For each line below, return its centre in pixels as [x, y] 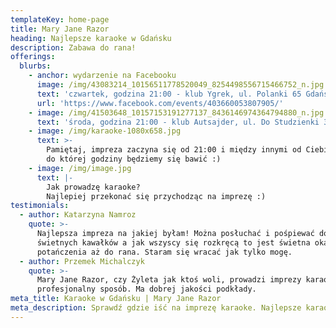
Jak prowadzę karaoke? [93, 187]
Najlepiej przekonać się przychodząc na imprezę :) [156, 196]
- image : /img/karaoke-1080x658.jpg [105, 131]
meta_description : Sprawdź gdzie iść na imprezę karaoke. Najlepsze [156, 308]
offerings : [33, 57]
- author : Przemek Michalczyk [82, 261]
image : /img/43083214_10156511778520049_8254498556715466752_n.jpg [180, 85]
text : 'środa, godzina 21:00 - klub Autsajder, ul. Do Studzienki [178, 122]
